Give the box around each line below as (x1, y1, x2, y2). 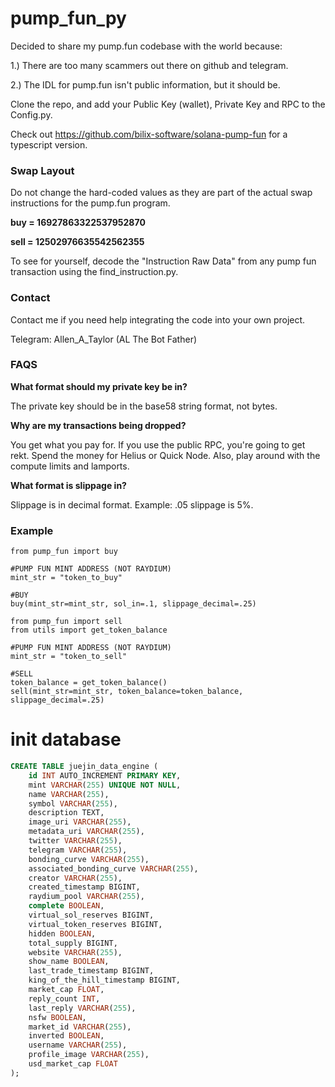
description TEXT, (28, 808, 105, 818)
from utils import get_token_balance (10, 625, 168, 636)
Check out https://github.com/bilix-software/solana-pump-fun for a (10, 128, 288, 140)
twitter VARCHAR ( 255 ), (28, 836, 123, 846)
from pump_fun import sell (10, 617, 123, 627)
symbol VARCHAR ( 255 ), (28, 798, 118, 809)
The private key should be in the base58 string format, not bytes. (10, 400, 278, 412)
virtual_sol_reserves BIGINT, (28, 910, 155, 921)
